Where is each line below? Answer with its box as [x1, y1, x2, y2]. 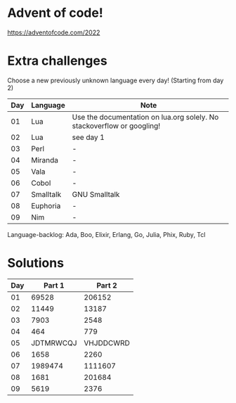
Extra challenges [7, 53, 107, 69]
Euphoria [31, 200, 61, 210]
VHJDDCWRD [84, 338, 130, 347]
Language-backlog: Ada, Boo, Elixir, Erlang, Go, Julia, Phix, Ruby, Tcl [7, 230, 206, 238]
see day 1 [72, 132, 105, 142]
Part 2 [96, 280, 117, 290]
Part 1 [43, 280, 65, 290]
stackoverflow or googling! [72, 121, 161, 131]
